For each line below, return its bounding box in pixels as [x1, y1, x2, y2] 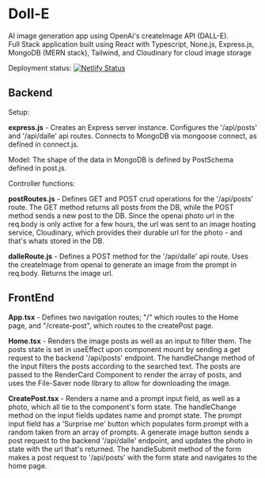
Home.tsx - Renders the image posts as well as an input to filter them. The [8, 336, 252, 346]
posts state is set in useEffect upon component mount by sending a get [8, 344, 241, 354]
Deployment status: [8, 63, 72, 72]
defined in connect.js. [8, 140, 79, 149]
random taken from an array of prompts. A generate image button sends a [8, 427, 249, 437]
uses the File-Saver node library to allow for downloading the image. [8, 378, 232, 388]
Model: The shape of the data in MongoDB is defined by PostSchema [8, 155, 234, 164]
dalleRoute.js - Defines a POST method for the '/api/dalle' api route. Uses [8, 251, 249, 261]
